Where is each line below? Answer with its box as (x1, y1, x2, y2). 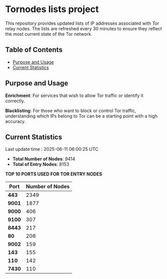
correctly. (5, 97, 25, 104)
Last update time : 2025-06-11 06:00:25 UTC (5, 146, 99, 152)
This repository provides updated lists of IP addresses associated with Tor (5, 20, 159, 26)
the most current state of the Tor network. (5, 31, 92, 37)
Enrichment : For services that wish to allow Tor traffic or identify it (5, 92, 144, 98)
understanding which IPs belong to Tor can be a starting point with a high (5, 113, 158, 119)
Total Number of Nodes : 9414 (12, 156, 76, 162)
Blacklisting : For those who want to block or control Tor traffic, (5, 107, 136, 114)
